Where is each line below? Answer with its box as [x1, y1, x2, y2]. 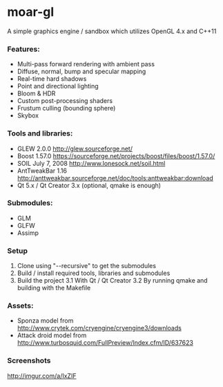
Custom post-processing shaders [17, 97, 113, 105]
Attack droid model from [17, 331, 87, 339]
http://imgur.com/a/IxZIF [7, 371, 77, 380]
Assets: [7, 301, 34, 311]
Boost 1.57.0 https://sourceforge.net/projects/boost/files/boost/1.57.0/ [17, 151, 215, 160]
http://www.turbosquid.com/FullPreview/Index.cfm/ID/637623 [17, 339, 193, 347]
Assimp [17, 229, 39, 237]
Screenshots [7, 356, 51, 366]
